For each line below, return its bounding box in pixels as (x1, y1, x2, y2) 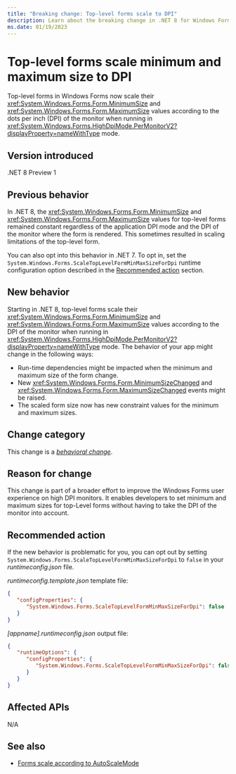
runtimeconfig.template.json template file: (7, 576, 129, 585)
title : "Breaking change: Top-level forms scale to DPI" (7, 10, 178, 18)
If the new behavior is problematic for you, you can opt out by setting (7, 548, 207, 557)
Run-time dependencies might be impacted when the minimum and (17, 363, 213, 372)
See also (7, 740, 46, 752)
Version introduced (7, 149, 93, 162)
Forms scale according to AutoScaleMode (17, 759, 139, 768)
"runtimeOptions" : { (16, 649, 77, 656)
